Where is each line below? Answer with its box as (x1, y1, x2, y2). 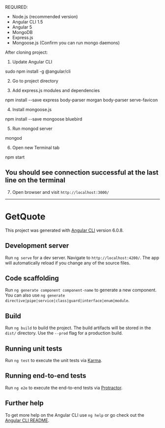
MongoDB (12, 30, 33, 35)
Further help (5, 399, 44, 407)
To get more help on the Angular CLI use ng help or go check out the (5, 412, 144, 418)
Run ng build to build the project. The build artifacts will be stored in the (5, 325, 151, 331)
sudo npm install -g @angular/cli (5, 68, 71, 74)
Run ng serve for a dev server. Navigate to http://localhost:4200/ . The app (5, 254, 160, 260)
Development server (5, 242, 69, 250)
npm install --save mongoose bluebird (5, 116, 82, 122)
